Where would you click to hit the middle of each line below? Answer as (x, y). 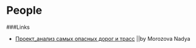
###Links (18, 27)
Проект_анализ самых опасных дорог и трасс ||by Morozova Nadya (103, 38)
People (24, 10)
